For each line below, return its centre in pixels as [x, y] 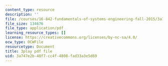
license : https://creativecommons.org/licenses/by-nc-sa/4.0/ [71, 38]
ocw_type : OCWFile [24, 42]
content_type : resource [30, 10]
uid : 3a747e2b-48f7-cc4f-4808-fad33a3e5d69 [51, 56]
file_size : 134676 [24, 24]
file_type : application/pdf [34, 28]
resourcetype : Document [30, 47]
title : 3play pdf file [29, 51]
